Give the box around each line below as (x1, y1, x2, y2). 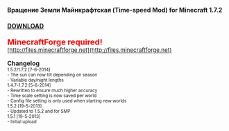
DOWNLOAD (7, 21, 44, 30)
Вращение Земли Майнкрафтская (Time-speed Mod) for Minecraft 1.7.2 (7, 6, 223, 14)
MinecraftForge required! (7, 37, 103, 47)
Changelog (7, 59, 40, 68)
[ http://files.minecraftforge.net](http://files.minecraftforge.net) (7, 46, 172, 54)
